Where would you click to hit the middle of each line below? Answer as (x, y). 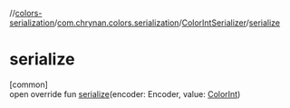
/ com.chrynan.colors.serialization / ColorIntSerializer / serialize (167, 23)
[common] (29, 84)
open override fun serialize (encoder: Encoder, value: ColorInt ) (125, 93)
